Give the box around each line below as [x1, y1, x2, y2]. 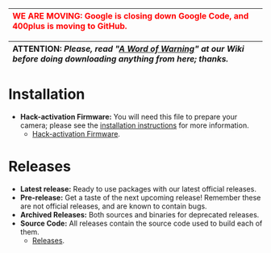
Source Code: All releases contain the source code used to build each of [19, 218, 263, 228]
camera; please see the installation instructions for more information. [19, 120, 249, 130]
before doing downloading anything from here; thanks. [12, 53, 229, 64]
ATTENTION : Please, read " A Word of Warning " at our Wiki [12, 44, 244, 54]
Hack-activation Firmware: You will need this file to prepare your [19, 112, 238, 121]
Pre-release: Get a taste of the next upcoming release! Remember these [19, 192, 261, 202]
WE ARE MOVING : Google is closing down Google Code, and [12, 11, 249, 21]
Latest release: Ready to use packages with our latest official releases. [19, 183, 256, 193]
